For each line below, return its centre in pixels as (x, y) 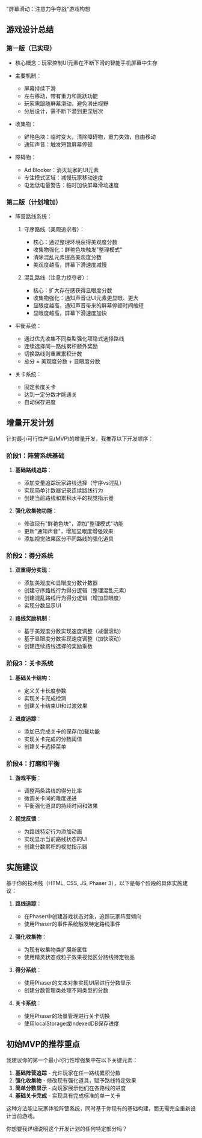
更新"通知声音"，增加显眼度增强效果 (69, 531)
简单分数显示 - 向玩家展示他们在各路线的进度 (70, 1088)
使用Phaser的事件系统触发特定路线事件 (72, 924)
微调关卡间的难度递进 (50, 798)
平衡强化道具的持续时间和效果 (61, 805)
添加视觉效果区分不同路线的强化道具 (69, 539)
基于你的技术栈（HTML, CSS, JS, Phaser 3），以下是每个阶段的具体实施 (94, 883)
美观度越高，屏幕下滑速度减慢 (70, 264)
